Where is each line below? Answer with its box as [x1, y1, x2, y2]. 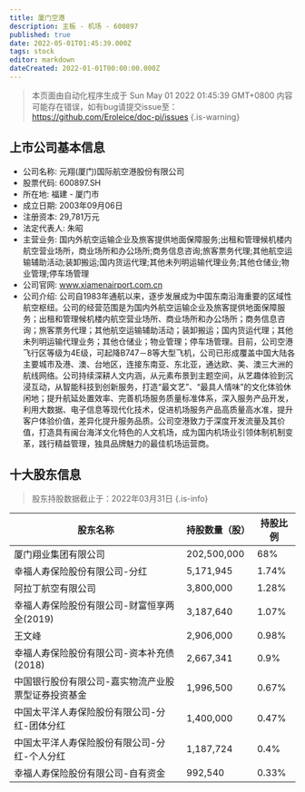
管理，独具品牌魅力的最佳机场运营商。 [70, 437, 214, 449]
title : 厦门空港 [9, 13, 65, 23]
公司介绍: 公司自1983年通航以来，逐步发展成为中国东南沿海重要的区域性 [22, 290, 292, 301]
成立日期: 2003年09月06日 [22, 200, 123, 210]
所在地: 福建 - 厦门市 [22, 188, 100, 200]
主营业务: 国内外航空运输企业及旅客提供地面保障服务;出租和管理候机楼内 [22, 233, 292, 245]
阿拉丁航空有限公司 [14, 582, 97, 594]
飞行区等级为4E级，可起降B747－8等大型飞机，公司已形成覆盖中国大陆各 [22, 347, 296, 358]
